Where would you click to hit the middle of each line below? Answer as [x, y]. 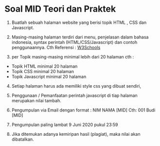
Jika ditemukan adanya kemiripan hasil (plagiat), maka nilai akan [76, 134]
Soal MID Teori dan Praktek [60, 9]
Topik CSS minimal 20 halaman [43, 71]
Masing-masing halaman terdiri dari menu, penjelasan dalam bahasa [80, 37]
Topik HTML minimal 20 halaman [44, 66]
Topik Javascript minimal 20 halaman [49, 76]
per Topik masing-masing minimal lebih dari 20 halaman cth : [73, 56]
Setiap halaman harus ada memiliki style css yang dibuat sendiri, [76, 86]
